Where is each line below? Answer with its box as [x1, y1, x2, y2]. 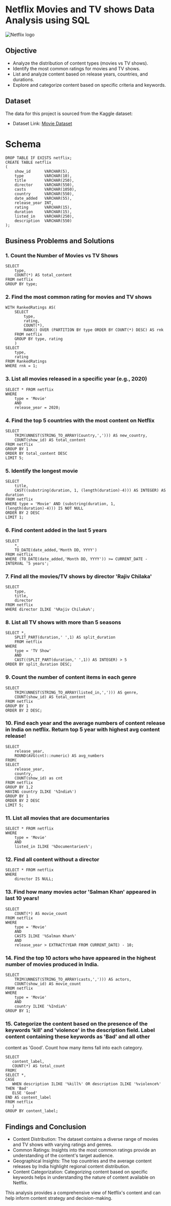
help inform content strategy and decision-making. [5, 1195, 113, 1201]
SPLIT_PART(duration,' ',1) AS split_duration [14, 635, 116, 640]
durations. [12, 76, 34, 83]
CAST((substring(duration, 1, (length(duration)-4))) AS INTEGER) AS [14, 488, 166, 493]
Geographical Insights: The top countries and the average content [12, 1158, 152, 1164]
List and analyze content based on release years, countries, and [12, 71, 148, 77]
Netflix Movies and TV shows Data [5, 4, 155, 15]
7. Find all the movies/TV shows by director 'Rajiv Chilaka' [5, 572, 152, 580]
